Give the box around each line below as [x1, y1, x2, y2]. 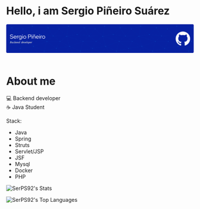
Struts [14, 142, 30, 149]
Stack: [6, 117, 22, 124]
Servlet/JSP [14, 148, 44, 155]
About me [6, 74, 56, 88]
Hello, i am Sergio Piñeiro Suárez [6, 4, 170, 18]
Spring [14, 135, 32, 142]
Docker [14, 167, 33, 174]
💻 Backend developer [6, 95, 61, 102]
